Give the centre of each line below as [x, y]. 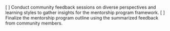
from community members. [34, 23]
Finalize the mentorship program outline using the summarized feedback [82, 18]
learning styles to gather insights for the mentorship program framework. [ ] [85, 12]
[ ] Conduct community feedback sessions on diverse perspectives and [81, 7]
